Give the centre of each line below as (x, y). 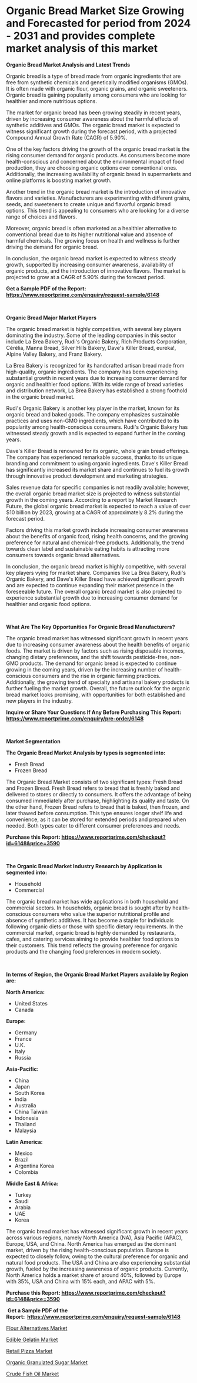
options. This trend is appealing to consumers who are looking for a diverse (98, 210)
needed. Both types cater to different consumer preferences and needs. (93, 825)
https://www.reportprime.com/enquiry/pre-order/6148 (75, 718)
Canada (24, 1010)
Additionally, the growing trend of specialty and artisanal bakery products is (98, 682)
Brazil (21, 1159)
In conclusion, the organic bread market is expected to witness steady (91, 258)
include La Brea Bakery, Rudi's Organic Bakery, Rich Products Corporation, (96, 341)
